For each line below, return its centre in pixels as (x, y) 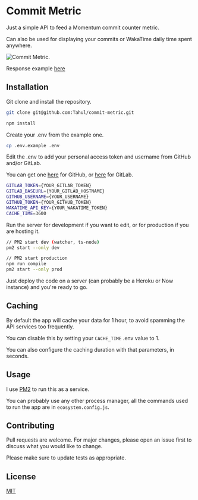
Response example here (36, 68)
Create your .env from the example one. (55, 135)
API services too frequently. (40, 327)
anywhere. (19, 45)
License (21, 476)
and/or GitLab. (24, 163)
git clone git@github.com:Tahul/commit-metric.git (70, 112)
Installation (27, 87)
